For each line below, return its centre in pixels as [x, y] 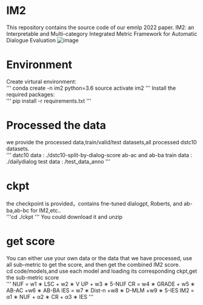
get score [31, 241]
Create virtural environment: [42, 81]
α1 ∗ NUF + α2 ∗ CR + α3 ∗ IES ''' [50, 297]
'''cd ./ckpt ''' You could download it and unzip [65, 216]
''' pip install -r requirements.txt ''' [49, 101]
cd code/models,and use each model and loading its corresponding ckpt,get [102, 271]
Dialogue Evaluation [31, 40]
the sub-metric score [33, 277]
